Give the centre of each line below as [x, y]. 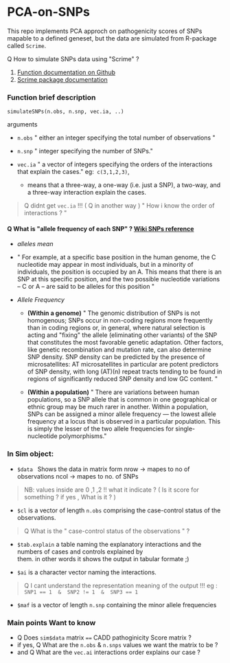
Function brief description [51, 97]
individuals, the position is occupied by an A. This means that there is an [119, 272]
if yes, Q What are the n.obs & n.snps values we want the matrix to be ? [117, 645]
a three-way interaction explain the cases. [87, 193]
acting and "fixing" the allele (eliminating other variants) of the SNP [122, 335]
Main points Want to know [51, 622]
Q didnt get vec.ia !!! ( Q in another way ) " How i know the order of [119, 206]
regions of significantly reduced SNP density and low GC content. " [123, 379]
